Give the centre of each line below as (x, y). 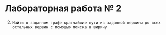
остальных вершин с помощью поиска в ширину (59, 27)
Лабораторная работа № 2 (63, 9)
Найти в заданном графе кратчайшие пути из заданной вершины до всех (87, 23)
